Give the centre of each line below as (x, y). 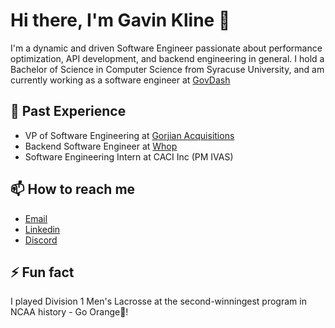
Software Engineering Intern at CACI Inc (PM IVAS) (129, 156)
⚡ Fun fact (42, 272)
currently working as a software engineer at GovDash (120, 80)
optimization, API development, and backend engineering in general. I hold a (167, 58)
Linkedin (42, 229)
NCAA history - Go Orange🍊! (69, 312)
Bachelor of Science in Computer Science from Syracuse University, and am (167, 69)
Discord (41, 240)
